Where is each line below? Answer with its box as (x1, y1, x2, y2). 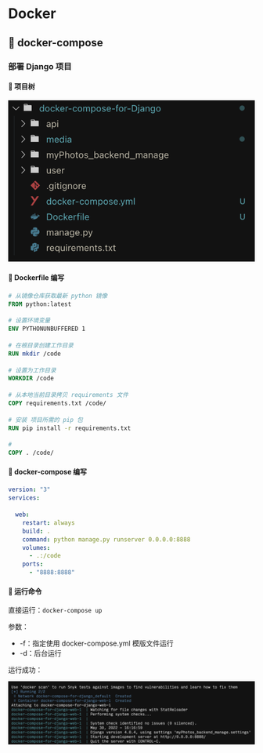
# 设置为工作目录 (8, 366, 56, 374)
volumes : (22, 544, 51, 551)
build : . (22, 527, 51, 535)
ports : (22, 560, 44, 569)
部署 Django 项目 (8, 60, 72, 71)
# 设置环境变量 (8, 317, 51, 325)
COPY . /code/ (8, 449, 55, 457)
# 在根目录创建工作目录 (8, 341, 74, 349)
